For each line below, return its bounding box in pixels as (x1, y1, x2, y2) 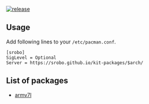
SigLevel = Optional (6, 55, 57, 61)
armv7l (14, 91, 32, 98)
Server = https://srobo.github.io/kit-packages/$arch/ (6, 59, 144, 66)
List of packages (6, 76, 69, 86)
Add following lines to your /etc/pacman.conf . (6, 38, 116, 45)
